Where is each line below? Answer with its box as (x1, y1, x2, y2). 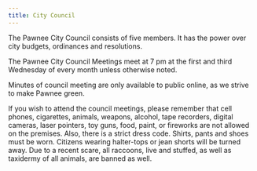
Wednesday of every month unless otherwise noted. (8, 64, 178, 75)
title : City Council (8, 11, 76, 20)
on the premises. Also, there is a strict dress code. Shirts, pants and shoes (8, 129, 249, 138)
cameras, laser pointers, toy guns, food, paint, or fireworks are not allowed (8, 120, 250, 129)
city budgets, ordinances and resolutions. (8, 41, 143, 51)
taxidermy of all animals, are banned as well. (8, 154, 152, 163)
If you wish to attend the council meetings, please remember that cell (8, 104, 233, 113)
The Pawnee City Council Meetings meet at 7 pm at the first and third (8, 56, 233, 66)
